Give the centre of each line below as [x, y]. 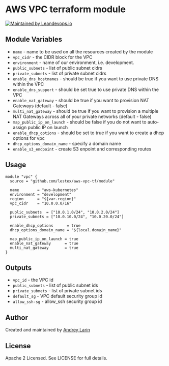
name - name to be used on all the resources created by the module [83, 51]
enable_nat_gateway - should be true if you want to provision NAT [81, 100]
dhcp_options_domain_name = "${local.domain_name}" [66, 230]
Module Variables [34, 39]
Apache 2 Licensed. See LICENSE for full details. [57, 358]
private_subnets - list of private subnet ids [57, 291]
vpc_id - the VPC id [33, 280]
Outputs [19, 268]
